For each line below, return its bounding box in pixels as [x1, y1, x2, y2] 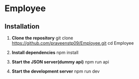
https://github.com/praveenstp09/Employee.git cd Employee [11, 40, 134, 46]
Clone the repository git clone [11, 35, 73, 41]
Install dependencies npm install [11, 49, 79, 55]
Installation [4, 22, 40, 31]
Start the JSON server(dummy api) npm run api [11, 59, 110, 64]
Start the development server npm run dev [11, 68, 100, 74]
